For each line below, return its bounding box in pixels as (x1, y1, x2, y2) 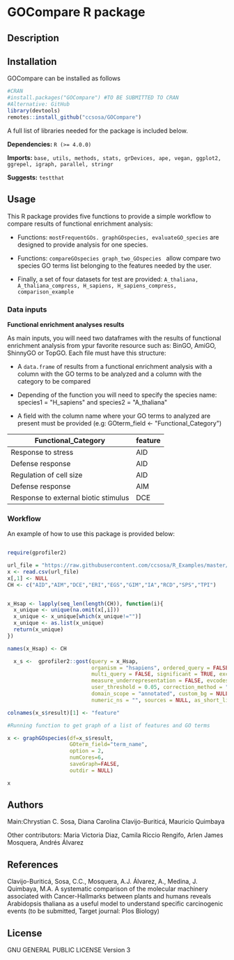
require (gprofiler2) (7, 549, 68, 556)
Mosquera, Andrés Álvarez (7, 838, 84, 847)
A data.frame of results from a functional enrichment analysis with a (17, 362, 212, 370)
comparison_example (17, 288, 75, 296)
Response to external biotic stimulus (10, 493, 130, 502)
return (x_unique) (13, 626, 64, 633)
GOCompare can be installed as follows (7, 74, 120, 82)
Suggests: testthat (7, 173, 65, 182)
